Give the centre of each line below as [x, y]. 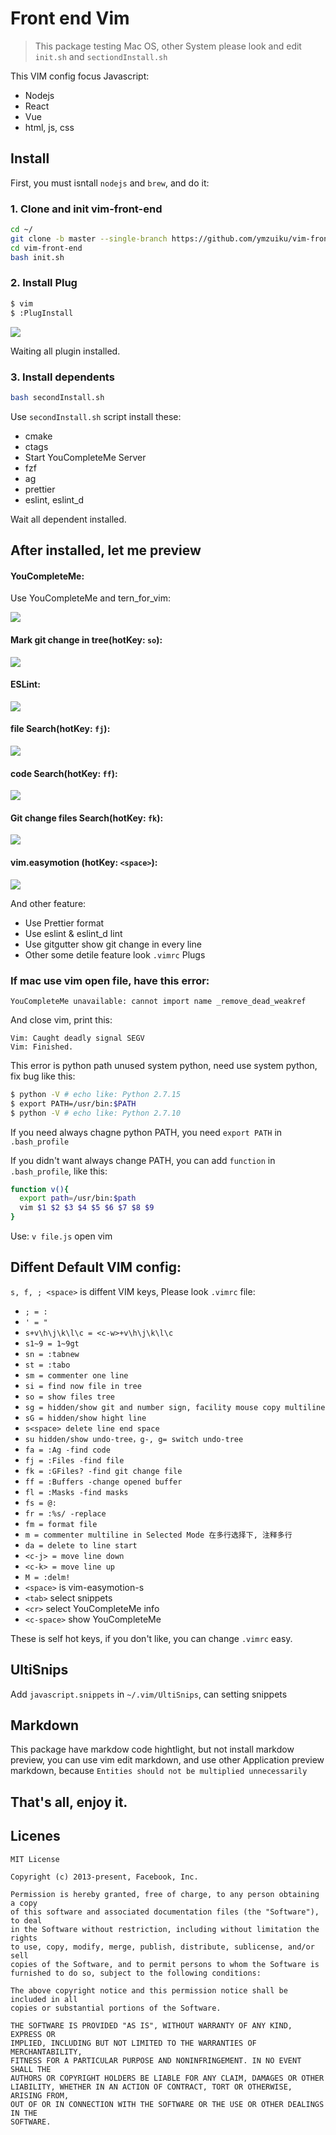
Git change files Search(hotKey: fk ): [87, 818]
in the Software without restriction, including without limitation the [165, 1929]
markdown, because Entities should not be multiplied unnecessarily [159, 1771]
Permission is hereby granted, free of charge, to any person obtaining [165, 1894]
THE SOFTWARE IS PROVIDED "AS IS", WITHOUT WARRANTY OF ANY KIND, [151, 2025]
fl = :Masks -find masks [76, 1492]
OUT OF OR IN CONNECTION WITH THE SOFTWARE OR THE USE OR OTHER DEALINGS [167, 2104]
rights [24, 1938]
